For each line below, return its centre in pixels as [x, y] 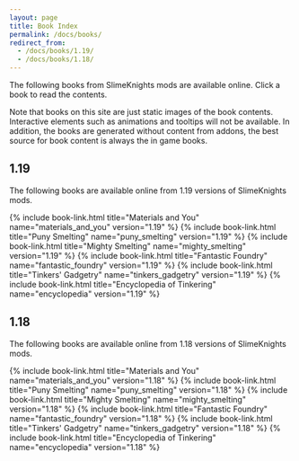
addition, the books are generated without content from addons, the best [144, 131]
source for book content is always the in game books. [109, 141]
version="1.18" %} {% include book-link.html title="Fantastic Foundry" [138, 409]
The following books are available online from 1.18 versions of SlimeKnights [148, 343]
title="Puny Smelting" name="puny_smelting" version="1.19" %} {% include [149, 236]
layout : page [34, 18]
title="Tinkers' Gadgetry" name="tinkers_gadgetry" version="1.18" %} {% [145, 428]
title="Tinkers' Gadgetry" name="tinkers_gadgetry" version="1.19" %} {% [145, 274]
